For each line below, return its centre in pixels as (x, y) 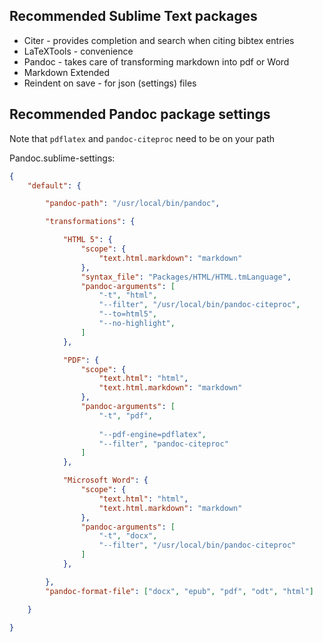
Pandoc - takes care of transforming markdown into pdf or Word (156, 61)
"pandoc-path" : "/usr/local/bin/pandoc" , (133, 204)
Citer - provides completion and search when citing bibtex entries (159, 40)
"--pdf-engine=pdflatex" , (152, 434)
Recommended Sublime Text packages (133, 16)
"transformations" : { (90, 222)
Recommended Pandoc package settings (140, 114)
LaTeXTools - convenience (78, 51)
